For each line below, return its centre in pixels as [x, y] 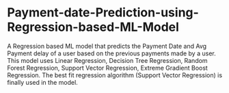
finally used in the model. [43, 82]
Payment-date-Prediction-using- [103, 13]
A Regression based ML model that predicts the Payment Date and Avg [107, 46]
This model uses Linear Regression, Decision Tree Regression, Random [107, 60]
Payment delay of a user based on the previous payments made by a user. [112, 53]
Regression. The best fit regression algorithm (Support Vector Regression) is [115, 75]
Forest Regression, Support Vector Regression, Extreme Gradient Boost [108, 68]
